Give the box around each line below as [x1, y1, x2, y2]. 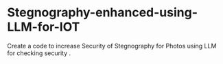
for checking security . [7, 49, 71, 57]
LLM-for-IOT [7, 19, 80, 35]
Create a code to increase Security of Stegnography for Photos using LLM [7, 42, 217, 50]
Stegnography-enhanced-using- [7, 5, 198, 20]
